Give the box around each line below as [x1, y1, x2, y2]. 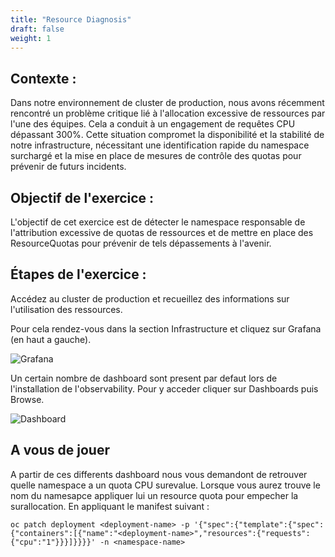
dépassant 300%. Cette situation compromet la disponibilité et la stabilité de [10, 129, 325, 141]
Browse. [10, 393, 45, 405]
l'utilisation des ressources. [10, 303, 123, 315]
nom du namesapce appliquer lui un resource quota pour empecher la [10, 489, 299, 501]
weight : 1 [10, 33, 52, 43]
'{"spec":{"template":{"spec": [193, 519, 325, 530]
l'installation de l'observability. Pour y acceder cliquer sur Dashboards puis [10, 382, 319, 395]
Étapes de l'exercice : [10, 266, 147, 283]
